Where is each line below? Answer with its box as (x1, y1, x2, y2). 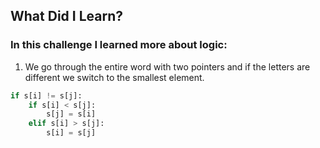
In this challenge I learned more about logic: (10, 38, 228, 52)
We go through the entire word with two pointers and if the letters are (24, 60, 311, 73)
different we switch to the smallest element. (24, 71, 205, 83)
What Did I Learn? (10, 8, 123, 25)
